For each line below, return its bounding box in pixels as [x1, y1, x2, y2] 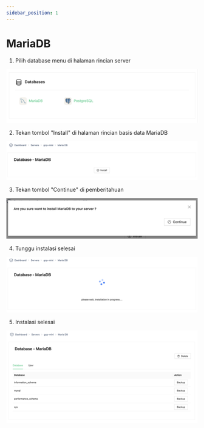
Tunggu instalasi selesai [15, 245, 76, 252]
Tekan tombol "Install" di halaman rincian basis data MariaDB [15, 129, 168, 136]
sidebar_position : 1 [6, 10, 59, 16]
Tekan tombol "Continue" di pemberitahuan [15, 186, 124, 194]
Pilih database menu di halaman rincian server [15, 56, 131, 64]
